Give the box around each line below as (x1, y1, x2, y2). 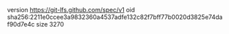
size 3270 (36, 20, 64, 28)
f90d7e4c (7, 20, 35, 28)
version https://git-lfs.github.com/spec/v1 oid (7, 6, 135, 14)
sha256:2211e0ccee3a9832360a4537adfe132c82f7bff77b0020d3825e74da (7, 13, 223, 21)
